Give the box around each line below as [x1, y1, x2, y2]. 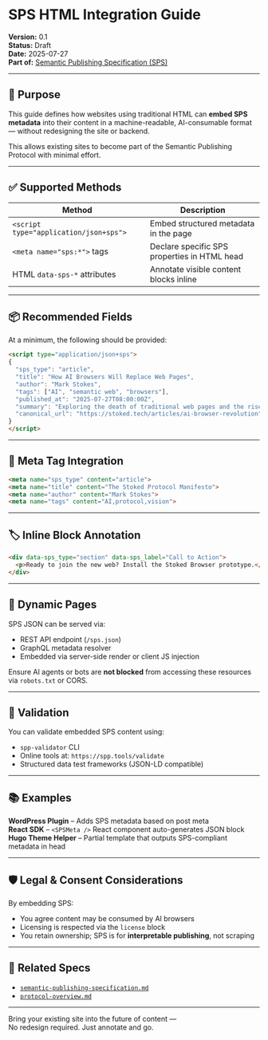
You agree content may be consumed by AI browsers [19, 914, 195, 923]
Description [179, 204, 226, 215]
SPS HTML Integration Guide [8, 6, 201, 24]
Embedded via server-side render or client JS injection [19, 652, 199, 661]
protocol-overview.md [19, 992, 92, 1000]
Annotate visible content [150, 263, 242, 274]
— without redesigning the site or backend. [8, 126, 150, 136]
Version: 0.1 [8, 32, 48, 41]
